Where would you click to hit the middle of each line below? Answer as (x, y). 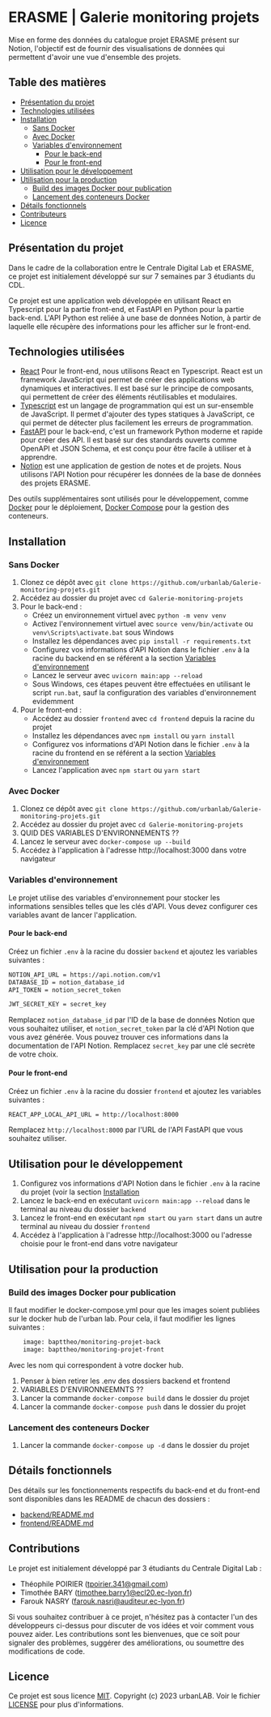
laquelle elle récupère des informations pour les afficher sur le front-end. (130, 326)
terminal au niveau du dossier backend (83, 1209)
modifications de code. (47, 1651)
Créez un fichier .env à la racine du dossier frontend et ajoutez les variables (135, 1091)
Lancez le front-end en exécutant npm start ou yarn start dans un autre (141, 1218)
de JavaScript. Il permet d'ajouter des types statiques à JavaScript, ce (137, 414)
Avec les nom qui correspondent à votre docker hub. (96, 1365)
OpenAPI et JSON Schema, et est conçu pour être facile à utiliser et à (135, 449)
